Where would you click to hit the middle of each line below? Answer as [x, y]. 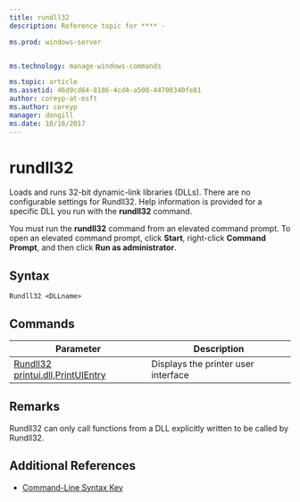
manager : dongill [42, 115]
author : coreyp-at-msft [54, 99]
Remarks [35, 407]
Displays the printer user [203, 364]
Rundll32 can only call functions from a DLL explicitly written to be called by [149, 428]
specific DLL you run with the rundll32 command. [101, 212]
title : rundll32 [39, 17]
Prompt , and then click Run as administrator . [93, 247]
